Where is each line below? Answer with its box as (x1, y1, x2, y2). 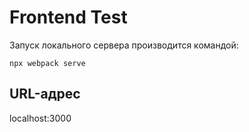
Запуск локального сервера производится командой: (9, 39, 239, 51)
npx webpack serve (9, 58, 86, 68)
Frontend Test (9, 6, 128, 29)
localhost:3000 (9, 112, 72, 124)
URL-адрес (9, 86, 81, 103)
